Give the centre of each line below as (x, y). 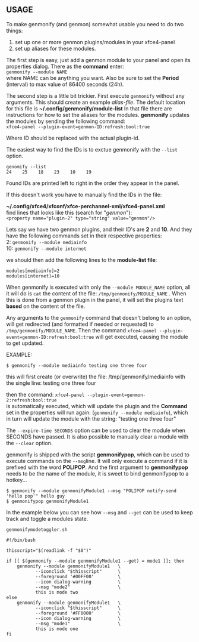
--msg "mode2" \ (78, 587)
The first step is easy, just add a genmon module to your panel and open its (99, 60)
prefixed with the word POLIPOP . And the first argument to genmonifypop (97, 467)
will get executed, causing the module (142, 337)
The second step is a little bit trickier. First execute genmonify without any (96, 95)
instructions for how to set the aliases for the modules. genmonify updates (98, 115)
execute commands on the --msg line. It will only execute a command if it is (97, 461)
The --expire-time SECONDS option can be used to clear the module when (96, 430)
